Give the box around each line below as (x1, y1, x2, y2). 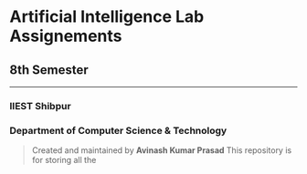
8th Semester (9, 62, 89, 77)
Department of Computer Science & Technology (9, 124, 228, 137)
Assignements (9, 26, 122, 46)
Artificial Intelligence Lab (9, 6, 205, 27)
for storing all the (31, 155, 97, 166)
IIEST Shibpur (9, 99, 71, 112)
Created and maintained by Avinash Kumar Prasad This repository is (31, 145, 292, 156)
